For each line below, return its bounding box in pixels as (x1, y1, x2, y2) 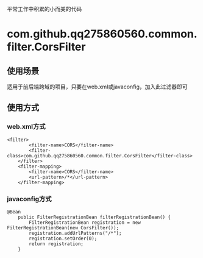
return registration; (29, 240, 84, 247)
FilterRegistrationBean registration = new (29, 219, 141, 226)
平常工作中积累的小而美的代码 (7, 5, 82, 12)
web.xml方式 (7, 123, 46, 131)
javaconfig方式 (7, 195, 52, 203)
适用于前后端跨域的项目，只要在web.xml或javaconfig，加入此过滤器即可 (7, 83, 188, 90)
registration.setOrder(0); (29, 235, 98, 242)
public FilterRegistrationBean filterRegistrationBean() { (18, 214, 171, 220)
